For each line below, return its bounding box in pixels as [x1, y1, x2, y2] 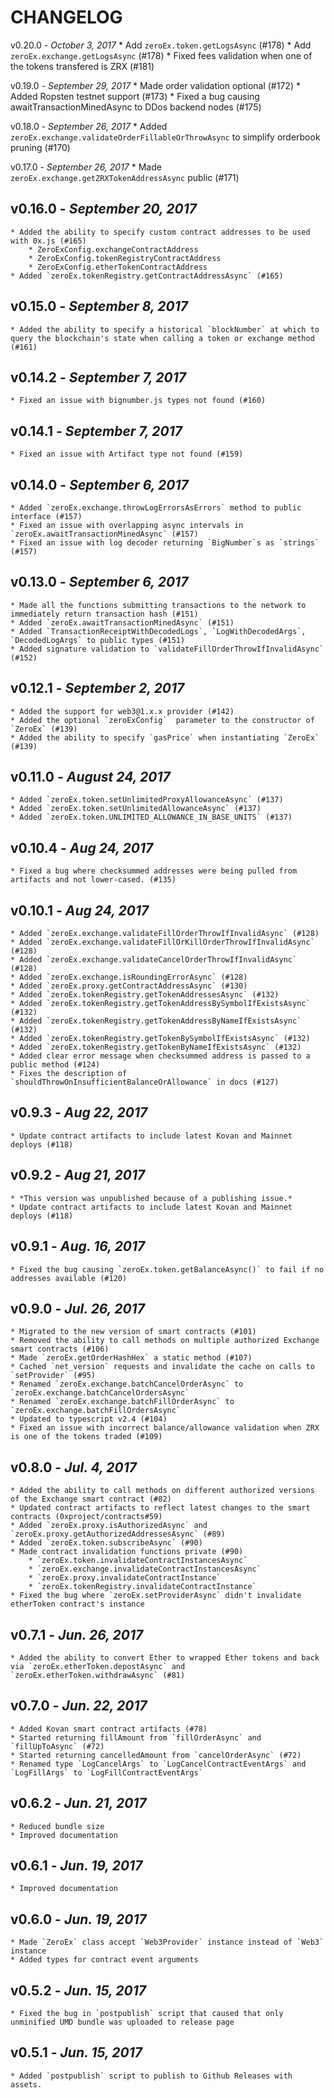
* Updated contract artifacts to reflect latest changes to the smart [10, 1503, 311, 1513]
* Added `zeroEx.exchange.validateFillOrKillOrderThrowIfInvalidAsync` [10, 937, 315, 948]
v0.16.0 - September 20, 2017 [10, 201, 198, 218]
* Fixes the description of [10, 1069, 128, 1079]
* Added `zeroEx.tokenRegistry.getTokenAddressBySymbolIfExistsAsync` [10, 999, 311, 1009]
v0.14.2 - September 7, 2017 [10, 369, 187, 386]
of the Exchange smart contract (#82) [10, 1494, 172, 1505]
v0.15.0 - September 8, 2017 [10, 298, 189, 315]
